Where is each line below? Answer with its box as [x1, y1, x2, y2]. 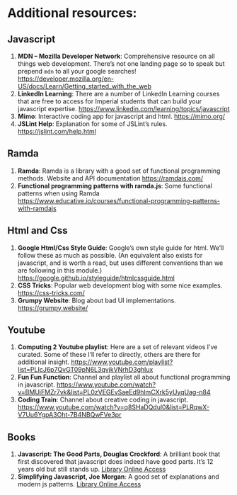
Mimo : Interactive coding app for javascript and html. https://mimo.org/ [17, 112, 225, 120]
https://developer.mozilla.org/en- [17, 74, 115, 83]
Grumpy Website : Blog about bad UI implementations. [17, 296, 177, 305]
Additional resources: [7, 5, 137, 21]
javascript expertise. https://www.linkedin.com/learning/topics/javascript [17, 105, 230, 113]
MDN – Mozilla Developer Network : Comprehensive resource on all [17, 52, 215, 60]
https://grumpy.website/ [17, 303, 88, 312]
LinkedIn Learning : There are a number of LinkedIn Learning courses [17, 90, 220, 98]
